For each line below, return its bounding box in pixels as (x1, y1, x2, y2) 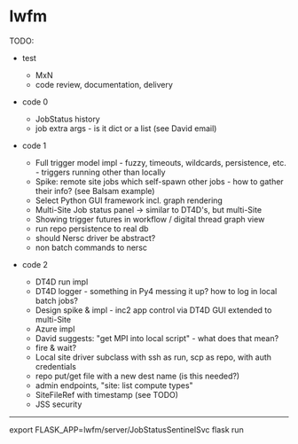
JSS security (35, 399, 82, 409)
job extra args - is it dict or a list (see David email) (35, 122, 217, 134)
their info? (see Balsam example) (35, 185, 155, 196)
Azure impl (35, 323, 75, 334)
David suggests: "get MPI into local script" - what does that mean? (35, 332, 279, 343)
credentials (35, 361, 77, 371)
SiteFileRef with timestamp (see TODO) (35, 389, 179, 400)
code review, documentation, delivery (35, 79, 173, 90)
